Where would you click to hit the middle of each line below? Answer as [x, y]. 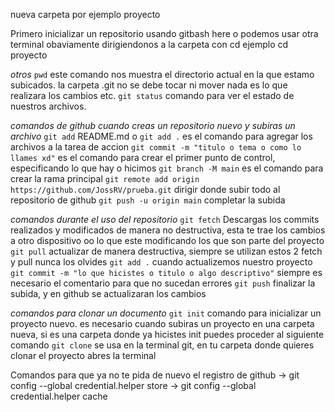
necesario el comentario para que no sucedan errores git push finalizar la [163, 283]
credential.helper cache [59, 396]
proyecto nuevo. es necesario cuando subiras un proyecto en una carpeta [162, 323]
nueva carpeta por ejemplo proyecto [85, 14]
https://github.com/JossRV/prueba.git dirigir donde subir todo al [145, 189]
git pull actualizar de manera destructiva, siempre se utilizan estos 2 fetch [166, 251]
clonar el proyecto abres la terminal [83, 355]
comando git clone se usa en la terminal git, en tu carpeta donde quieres [162, 345]
